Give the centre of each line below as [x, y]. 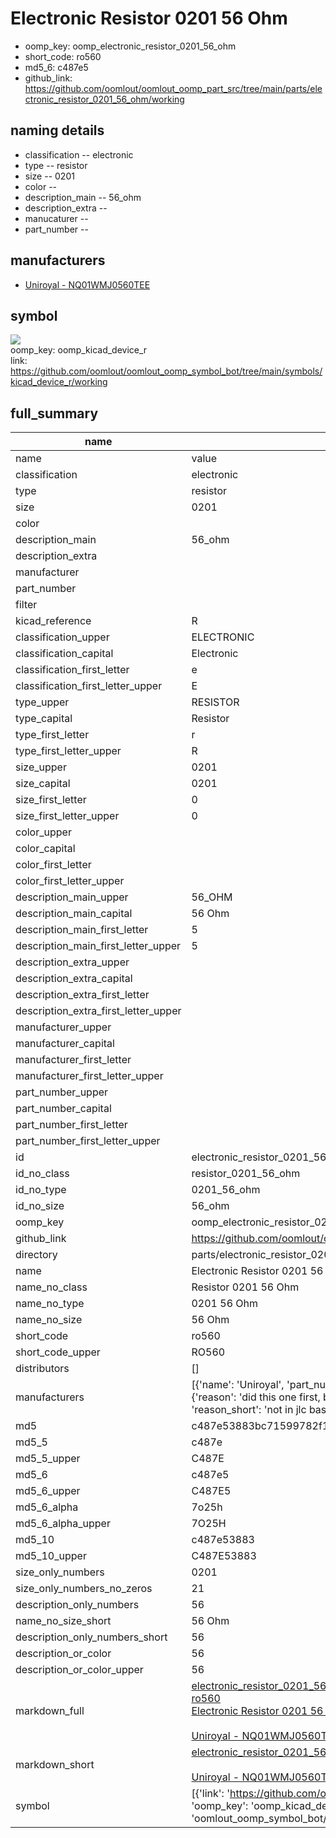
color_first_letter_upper [70, 881]
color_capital [45, 849]
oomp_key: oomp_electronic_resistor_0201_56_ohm [130, 46]
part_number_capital [63, 1109]
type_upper [42, 702]
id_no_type [41, 1190]
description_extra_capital [74, 979]
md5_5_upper [48, 1459]
